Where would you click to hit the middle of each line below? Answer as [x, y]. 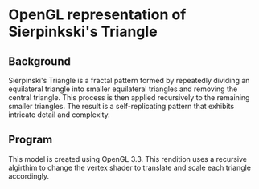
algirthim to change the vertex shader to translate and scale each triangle [130, 167]
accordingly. [29, 176]
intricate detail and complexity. [59, 115]
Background [39, 61]
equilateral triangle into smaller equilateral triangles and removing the [123, 89]
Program [31, 140]
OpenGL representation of [97, 15]
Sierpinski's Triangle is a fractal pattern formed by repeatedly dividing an [129, 80]
